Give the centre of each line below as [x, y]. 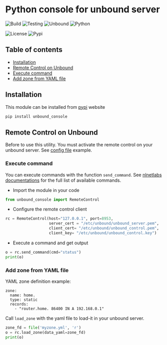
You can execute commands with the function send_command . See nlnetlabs [84, 175]
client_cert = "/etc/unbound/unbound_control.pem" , [104, 228]
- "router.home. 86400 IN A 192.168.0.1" [59, 309]
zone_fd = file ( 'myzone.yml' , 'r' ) [43, 328]
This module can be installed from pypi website [55, 107]
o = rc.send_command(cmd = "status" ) [43, 252]
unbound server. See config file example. [49, 150]
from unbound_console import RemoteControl [53, 199]
